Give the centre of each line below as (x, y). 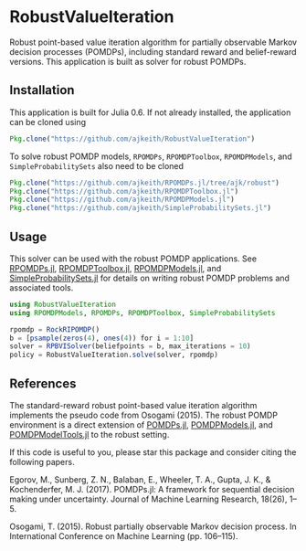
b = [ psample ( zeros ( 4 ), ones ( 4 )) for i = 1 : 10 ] (102, 338)
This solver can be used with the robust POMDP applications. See (133, 259)
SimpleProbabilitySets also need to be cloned (97, 165)
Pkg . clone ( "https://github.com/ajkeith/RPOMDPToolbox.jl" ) (124, 191)
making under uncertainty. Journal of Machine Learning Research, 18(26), (148, 499)
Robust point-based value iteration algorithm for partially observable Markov (153, 42)
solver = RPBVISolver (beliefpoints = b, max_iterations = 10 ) (130, 346)
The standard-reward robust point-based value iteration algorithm (133, 405)
